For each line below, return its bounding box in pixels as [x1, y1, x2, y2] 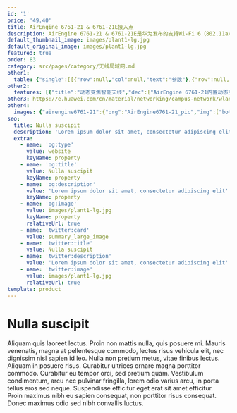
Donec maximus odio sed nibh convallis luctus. [7, 399, 144, 407]
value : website [25, 148, 71, 155]
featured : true [7, 50, 52, 57]
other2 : [7, 82, 30, 90]
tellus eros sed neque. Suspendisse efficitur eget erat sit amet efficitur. [7, 384, 214, 393]
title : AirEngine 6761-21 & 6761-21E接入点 [7, 23, 134, 30]
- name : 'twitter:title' [20, 240, 93, 247]
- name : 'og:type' [20, 142, 74, 149]
